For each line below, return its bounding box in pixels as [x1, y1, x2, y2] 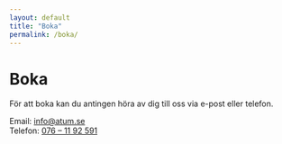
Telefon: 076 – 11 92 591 [9, 125, 98, 136]
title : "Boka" [9, 22, 63, 31]
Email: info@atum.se [9, 116, 86, 127]
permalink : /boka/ [9, 30, 78, 39]
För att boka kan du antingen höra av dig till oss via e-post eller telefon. [9, 98, 274, 109]
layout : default [9, 13, 70, 22]
